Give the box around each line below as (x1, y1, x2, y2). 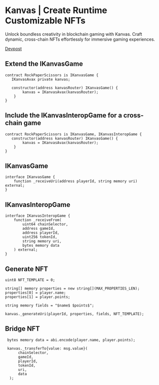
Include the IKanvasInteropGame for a (5, 112, 122, 120)
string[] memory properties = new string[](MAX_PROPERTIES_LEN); (5, 286, 140, 291)
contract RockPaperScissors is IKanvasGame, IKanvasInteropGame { (5, 131, 142, 137)
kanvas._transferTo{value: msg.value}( (7, 346, 88, 351)
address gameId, (22, 226, 55, 231)
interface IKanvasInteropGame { (5, 213, 70, 218)
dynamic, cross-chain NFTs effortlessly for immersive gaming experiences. (5, 36, 155, 42)
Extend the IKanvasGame (5, 60, 83, 68)
